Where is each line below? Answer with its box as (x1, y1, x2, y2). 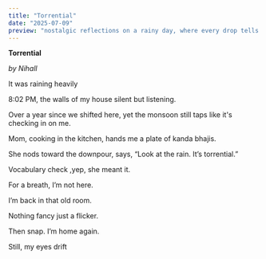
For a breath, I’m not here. (8, 180, 93, 190)
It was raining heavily (8, 79, 78, 88)
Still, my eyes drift (8, 242, 68, 252)
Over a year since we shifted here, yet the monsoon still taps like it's (8, 110, 233, 120)
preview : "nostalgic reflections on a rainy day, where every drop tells (8, 26, 260, 34)
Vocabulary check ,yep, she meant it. (8, 165, 131, 175)
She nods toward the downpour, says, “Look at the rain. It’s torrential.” (8, 149, 239, 159)
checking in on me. (8, 119, 71, 128)
